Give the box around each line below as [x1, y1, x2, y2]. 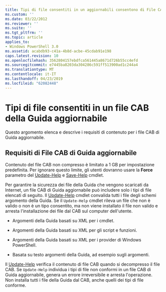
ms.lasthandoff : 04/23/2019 [5, 76, 63, 81]
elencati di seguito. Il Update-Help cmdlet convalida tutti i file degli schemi [5, 193, 157, 198]
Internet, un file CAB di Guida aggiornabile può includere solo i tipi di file [5, 187, 152, 193]
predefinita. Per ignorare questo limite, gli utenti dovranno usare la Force [5, 167, 153, 173]
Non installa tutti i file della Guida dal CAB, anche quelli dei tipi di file [5, 277, 144, 283]
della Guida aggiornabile [5, 112, 108, 124]
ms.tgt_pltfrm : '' [5, 30, 43, 35]
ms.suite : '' [5, 26, 32, 31]
